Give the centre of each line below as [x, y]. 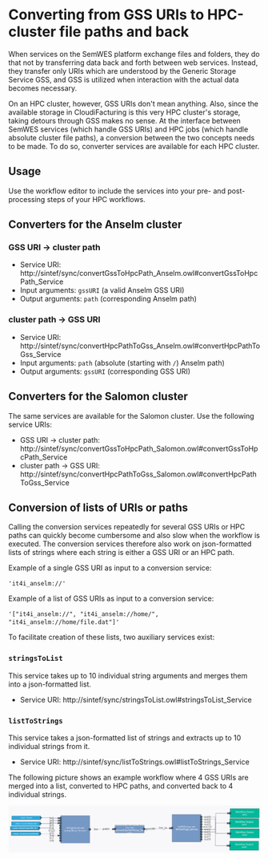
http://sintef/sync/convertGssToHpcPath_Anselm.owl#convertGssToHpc [139, 274]
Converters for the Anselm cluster [95, 225]
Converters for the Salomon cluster [98, 397]
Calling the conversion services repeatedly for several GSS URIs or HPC [127, 527]
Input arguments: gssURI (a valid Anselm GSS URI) [102, 290]
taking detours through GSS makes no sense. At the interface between [125, 120]
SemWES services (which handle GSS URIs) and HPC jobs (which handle [128, 129]
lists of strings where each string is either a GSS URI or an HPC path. [121, 553]
